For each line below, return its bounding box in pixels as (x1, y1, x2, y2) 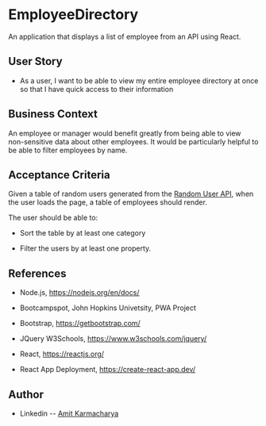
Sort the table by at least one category (19, 228, 146, 238)
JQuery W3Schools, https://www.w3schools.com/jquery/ (19, 334, 207, 343)
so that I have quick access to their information (19, 84, 174, 94)
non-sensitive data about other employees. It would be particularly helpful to (8, 136, 259, 146)
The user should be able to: (8, 213, 98, 223)
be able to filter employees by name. (8, 145, 128, 155)
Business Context (8, 107, 98, 121)
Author (8, 387, 44, 401)
